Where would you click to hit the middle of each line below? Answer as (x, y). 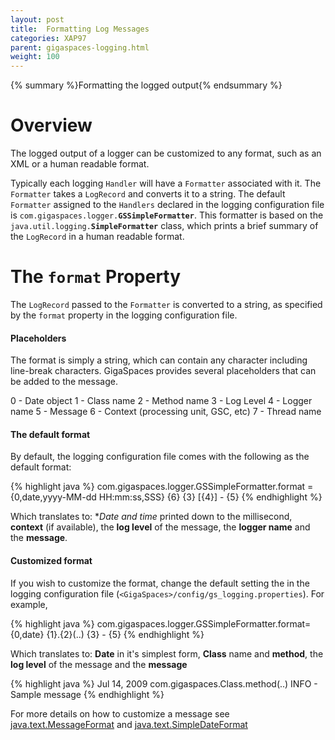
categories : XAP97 (48, 38)
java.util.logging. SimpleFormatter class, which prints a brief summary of (164, 226)
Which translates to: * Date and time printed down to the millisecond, (151, 517)
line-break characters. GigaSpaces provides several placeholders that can (163, 371)
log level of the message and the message (99, 664)
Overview (51, 125)
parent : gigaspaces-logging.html (80, 47)
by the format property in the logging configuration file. (124, 315)
